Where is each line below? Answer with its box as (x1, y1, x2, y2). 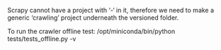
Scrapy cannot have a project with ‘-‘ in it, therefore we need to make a (7, 6, 215, 14)
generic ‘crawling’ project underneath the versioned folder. (7, 13, 179, 22)
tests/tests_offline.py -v (7, 35, 76, 43)
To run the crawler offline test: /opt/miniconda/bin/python (7, 27, 176, 35)
